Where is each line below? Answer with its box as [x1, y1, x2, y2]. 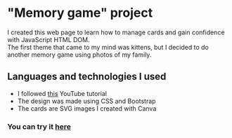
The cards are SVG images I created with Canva [17, 104, 157, 113]
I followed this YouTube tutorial [17, 89, 108, 97]
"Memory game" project [7, 5, 153, 21]
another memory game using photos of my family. [7, 50, 152, 59]
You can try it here [7, 121, 72, 131]
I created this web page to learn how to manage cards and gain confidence [7, 28, 225, 36]
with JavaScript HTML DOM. [7, 35, 90, 43]
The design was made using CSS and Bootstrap [17, 97, 156, 105]
